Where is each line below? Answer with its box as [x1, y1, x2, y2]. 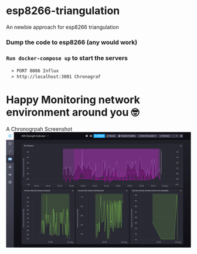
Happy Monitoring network [6, 93, 141, 107]
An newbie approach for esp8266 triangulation [6, 23, 119, 31]
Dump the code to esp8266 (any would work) [6, 38, 138, 46]
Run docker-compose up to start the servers [6, 54, 128, 62]
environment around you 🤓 [6, 106, 140, 119]
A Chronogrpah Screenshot [6, 126, 73, 133]
